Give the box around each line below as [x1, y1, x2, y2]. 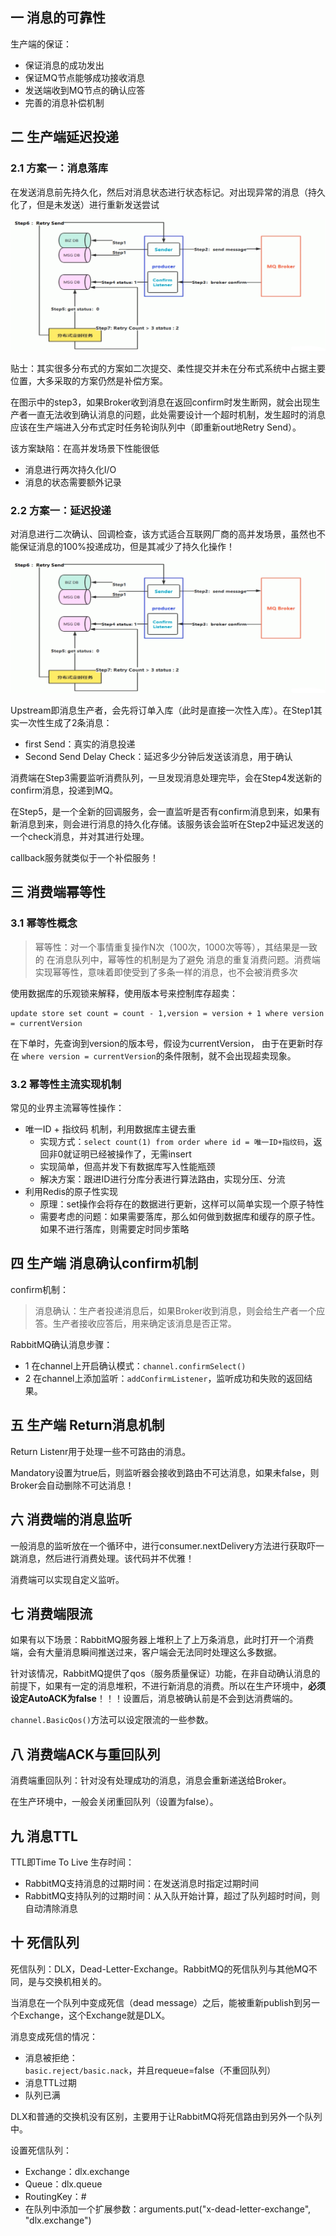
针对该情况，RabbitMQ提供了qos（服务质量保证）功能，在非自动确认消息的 [10, 1668, 321, 1680]
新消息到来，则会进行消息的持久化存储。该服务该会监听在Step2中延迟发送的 [10, 818, 324, 830]
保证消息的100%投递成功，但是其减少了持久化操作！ [18, 540, 236, 552]
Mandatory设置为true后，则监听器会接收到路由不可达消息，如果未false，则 [10, 1466, 320, 1478]
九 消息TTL [10, 1828, 78, 1845]
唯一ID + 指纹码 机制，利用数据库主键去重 [24, 1123, 197, 1135]
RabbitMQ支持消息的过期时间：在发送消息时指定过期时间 [24, 1877, 260, 1889]
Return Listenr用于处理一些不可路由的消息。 [10, 1445, 192, 1457]
